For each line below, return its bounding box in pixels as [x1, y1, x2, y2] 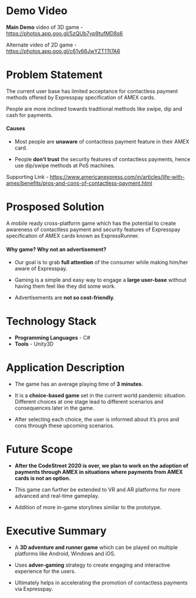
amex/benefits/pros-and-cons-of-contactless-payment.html [6, 180, 152, 187]
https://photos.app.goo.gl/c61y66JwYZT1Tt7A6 [6, 47, 121, 54]
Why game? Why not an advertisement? [6, 245, 107, 253]
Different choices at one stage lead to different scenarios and [14, 398, 164, 406]
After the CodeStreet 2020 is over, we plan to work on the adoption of [14, 462, 188, 469]
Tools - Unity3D [14, 340, 54, 348]
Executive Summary [6, 524, 107, 538]
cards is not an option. [14, 475, 71, 482]
